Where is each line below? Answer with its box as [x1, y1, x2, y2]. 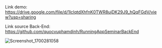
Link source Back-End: [5, 24, 51, 29]
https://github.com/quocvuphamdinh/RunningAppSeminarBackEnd [5, 29, 139, 34]
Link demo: [5, 4, 28, 10]
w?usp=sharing [5, 14, 36, 20]
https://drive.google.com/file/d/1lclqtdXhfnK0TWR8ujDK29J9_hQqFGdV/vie [5, 9, 157, 15]
